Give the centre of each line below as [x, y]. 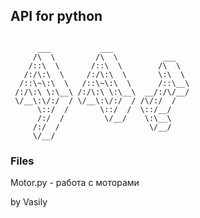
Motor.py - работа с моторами [75, 183]
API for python [56, 16]
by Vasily [29, 202]
